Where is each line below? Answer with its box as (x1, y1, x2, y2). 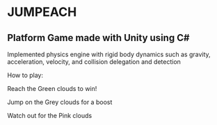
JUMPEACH (7, 4, 77, 20)
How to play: (7, 71, 44, 79)
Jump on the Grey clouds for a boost (7, 98, 113, 106)
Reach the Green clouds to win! (7, 85, 97, 92)
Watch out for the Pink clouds (7, 112, 93, 119)
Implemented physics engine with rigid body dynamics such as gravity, (7, 50, 211, 58)
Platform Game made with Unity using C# (7, 32, 190, 44)
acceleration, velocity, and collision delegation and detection (7, 58, 181, 66)
